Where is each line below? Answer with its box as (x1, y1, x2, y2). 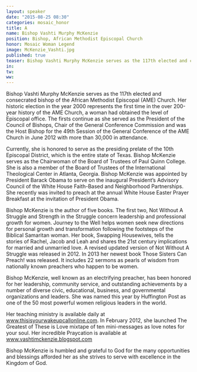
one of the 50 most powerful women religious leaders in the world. (6, 299, 167, 306)
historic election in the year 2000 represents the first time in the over (6, 103, 172, 110)
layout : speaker (6, 8, 46, 15)
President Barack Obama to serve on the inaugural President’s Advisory (6, 177, 179, 184)
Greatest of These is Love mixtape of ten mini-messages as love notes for (6, 323, 185, 330)
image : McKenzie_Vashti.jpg (6, 47, 75, 53)
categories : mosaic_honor (6, 19, 69, 25)
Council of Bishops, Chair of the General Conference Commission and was (6, 122, 186, 129)
